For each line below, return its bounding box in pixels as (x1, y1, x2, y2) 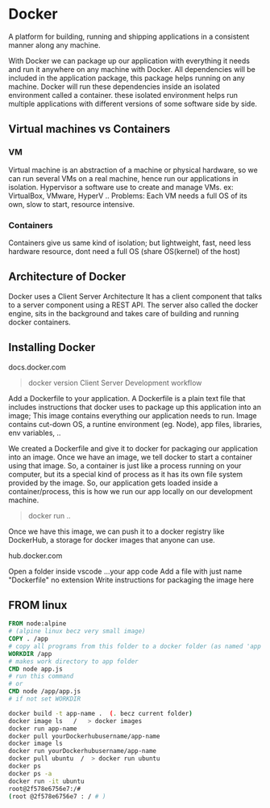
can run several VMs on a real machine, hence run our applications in (8, 173, 239, 183)
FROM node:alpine (8, 620, 67, 628)
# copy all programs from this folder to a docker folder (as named (8, 642, 243, 650)
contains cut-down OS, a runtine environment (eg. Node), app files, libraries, (8, 419, 263, 429)
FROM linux (8, 598, 68, 611)
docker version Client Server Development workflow (27, 378, 202, 387)
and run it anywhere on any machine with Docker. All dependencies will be (8, 64, 255, 74)
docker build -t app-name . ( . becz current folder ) (8, 709, 193, 717)
